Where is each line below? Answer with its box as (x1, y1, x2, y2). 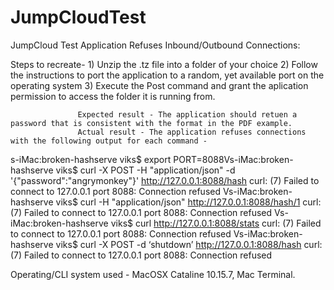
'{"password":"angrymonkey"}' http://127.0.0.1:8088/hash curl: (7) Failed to (10, 174, 320, 186)
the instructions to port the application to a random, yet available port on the (10, 69, 325, 81)
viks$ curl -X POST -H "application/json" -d (55, 164, 236, 176)
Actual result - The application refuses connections (77, 127, 307, 137)
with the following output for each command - (10, 136, 208, 146)
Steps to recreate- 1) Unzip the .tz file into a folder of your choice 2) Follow (10, 58, 318, 70)
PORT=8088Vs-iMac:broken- (173, 153, 294, 165)
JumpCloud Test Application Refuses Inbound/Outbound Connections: (10, 39, 301, 51)
